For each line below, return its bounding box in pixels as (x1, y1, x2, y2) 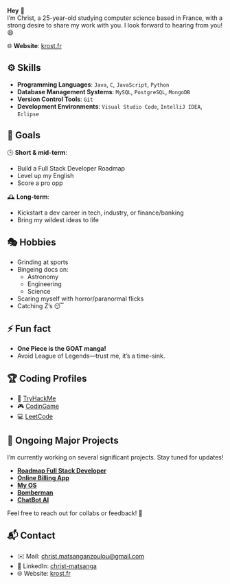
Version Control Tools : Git (16, 95, 94, 103)
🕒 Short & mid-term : (7, 148, 67, 156)
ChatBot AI (16, 495, 49, 504)
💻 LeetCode (16, 413, 54, 421)
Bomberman (16, 488, 54, 497)
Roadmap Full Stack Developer (16, 466, 106, 475)
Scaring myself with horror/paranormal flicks (16, 294, 144, 303)
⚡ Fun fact (7, 323, 51, 334)
